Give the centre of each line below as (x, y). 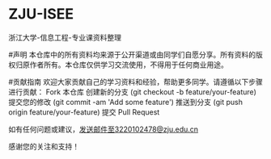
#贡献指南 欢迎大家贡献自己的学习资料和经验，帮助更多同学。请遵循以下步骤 (135, 82)
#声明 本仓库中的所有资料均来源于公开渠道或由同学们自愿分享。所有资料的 (132, 54)
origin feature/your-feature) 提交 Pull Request (84, 112)
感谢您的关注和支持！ (44, 146)
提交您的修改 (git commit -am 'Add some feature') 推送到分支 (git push (125, 102)
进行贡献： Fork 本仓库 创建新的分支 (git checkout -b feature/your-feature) (133, 92)
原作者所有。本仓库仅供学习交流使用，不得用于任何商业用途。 (125, 65)
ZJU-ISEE (41, 14)
